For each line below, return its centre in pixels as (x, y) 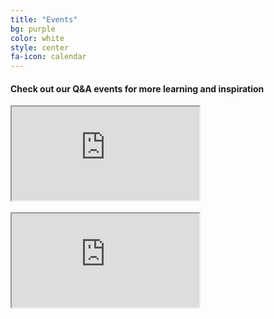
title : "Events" (44, 19)
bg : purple (33, 29)
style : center (40, 47)
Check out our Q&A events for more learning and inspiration (137, 88)
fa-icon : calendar (48, 57)
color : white (37, 38)
